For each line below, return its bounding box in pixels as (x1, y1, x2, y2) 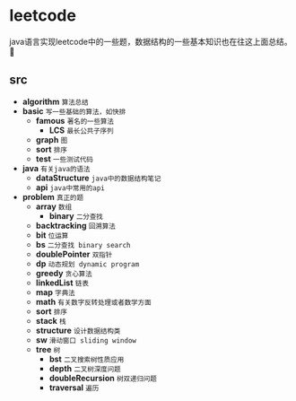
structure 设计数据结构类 (35, 325, 121, 336)
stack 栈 (35, 315, 66, 326)
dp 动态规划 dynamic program (35, 257, 140, 269)
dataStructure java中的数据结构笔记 (35, 172, 161, 183)
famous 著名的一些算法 (35, 115, 115, 126)
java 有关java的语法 (22, 162, 91, 173)
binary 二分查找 (48, 210, 103, 221)
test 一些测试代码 (35, 153, 94, 164)
